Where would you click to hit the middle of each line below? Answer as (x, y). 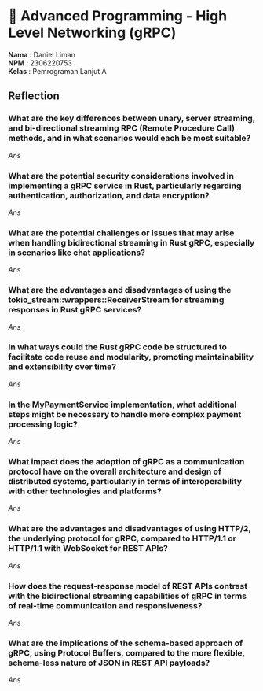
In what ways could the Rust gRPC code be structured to (118, 347)
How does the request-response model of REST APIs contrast (128, 586)
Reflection (34, 96)
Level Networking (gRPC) (92, 33)
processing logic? (43, 424)
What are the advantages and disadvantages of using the (120, 290)
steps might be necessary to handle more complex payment (125, 414)
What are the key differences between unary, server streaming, (131, 119)
